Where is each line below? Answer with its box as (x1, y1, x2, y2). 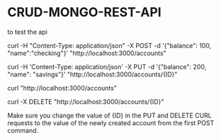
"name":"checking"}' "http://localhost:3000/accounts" (7, 49, 166, 57)
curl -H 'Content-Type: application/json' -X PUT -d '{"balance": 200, (7, 62, 207, 71)
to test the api (7, 28, 48, 36)
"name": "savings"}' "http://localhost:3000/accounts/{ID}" (7, 70, 178, 78)
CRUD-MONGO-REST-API (7, 4, 161, 21)
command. (7, 126, 39, 134)
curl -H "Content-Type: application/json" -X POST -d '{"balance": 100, (7, 41, 212, 49)
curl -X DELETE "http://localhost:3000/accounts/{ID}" (7, 97, 164, 106)
